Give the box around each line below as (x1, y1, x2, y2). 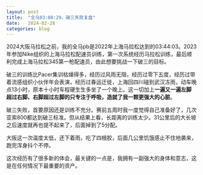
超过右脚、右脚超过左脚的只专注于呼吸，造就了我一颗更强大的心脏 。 (6, 94, 176, 101)
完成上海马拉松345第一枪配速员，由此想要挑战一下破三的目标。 (11, 58, 170, 65)
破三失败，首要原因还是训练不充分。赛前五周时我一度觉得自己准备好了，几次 (6, 106, 197, 113)
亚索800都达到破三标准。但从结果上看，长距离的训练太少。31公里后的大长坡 (6, 114, 196, 121)
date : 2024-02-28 (6, 20, 56, 26)
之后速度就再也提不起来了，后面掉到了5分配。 (6, 121, 121, 129)
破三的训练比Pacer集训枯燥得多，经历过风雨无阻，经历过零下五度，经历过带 (6, 71, 196, 78)
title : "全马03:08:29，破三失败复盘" (6, 14, 95, 21)
